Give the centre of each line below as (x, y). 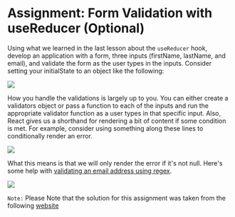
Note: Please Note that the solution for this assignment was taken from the (117, 198)
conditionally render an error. (50, 136)
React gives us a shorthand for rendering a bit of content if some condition (117, 121)
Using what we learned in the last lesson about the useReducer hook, (108, 48)
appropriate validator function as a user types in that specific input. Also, (114, 113)
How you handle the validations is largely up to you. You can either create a (118, 98)
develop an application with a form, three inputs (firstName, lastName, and (117, 56)
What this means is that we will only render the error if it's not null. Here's (115, 163)
